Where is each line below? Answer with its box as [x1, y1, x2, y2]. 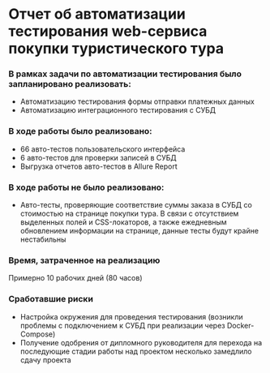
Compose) [19, 329, 56, 339]
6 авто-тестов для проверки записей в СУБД [19, 152, 177, 162]
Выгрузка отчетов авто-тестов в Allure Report [19, 161, 178, 171]
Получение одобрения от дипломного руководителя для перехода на [19, 337, 263, 347]
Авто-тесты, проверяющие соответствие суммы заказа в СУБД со [19, 200, 253, 210]
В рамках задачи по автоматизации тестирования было [8, 68, 242, 79]
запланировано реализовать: [8, 79, 131, 90]
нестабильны [19, 234, 66, 244]
